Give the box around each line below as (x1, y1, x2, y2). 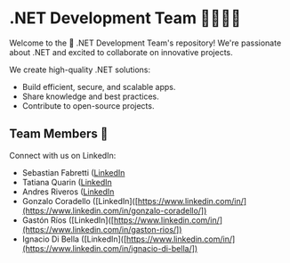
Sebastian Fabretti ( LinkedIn (21, 167, 125, 177)
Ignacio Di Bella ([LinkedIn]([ (21, 234, 127, 244)
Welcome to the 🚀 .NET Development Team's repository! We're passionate (9, 37, 282, 48)
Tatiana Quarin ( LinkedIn (21, 177, 113, 187)
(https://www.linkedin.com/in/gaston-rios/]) (21, 224, 182, 234)
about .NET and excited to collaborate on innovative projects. (9, 46, 233, 57)
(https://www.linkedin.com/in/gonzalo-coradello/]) (21, 205, 207, 216)
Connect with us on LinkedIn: (9, 150, 117, 160)
